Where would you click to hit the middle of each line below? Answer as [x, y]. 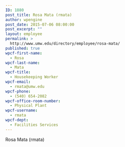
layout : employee [24, 34]
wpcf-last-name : [23, 63]
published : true [23, 48]
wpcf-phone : [18, 91]
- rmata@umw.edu [27, 86]
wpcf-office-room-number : [33, 101]
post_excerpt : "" [24, 29]
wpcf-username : [22, 111]
